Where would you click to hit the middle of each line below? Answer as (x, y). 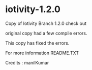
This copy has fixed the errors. (37, 43)
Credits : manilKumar (27, 62)
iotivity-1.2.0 (33, 9)
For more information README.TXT (42, 53)
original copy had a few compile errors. (46, 33)
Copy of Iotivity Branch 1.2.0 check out (46, 23)
